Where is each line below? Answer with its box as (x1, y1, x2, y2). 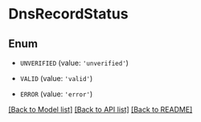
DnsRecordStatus (8, 5, 129, 23)
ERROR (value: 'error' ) (19, 89, 93, 99)
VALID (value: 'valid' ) (19, 74, 93, 83)
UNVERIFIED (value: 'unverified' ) (19, 58, 129, 67)
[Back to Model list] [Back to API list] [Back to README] (8, 105, 193, 114)
